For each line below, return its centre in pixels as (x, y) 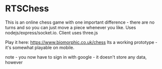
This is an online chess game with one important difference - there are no (80, 22)
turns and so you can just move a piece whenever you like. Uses (71, 27)
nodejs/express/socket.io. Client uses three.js (52, 33)
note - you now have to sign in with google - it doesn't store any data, (76, 57)
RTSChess (27, 9)
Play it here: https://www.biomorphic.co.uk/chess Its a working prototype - (81, 42)
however (14, 62)
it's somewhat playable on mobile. (40, 47)
